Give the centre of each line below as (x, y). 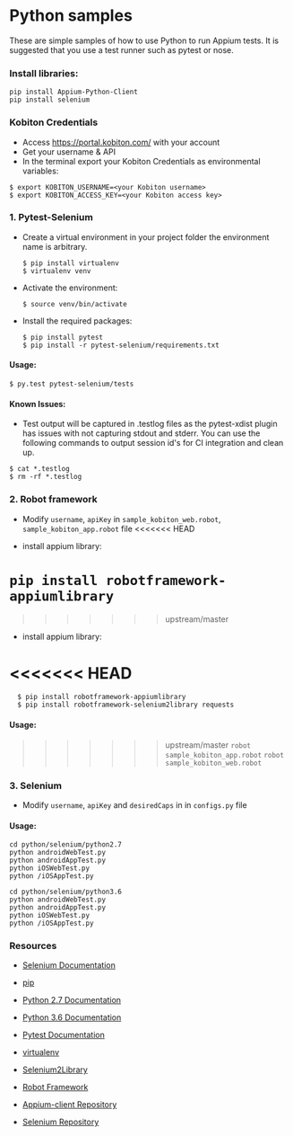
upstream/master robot (208, 745)
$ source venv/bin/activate (74, 304)
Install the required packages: (77, 321)
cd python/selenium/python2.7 (66, 845)
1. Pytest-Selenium (52, 217)
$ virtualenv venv (56, 271)
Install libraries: (44, 73)
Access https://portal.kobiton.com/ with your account (121, 142)
